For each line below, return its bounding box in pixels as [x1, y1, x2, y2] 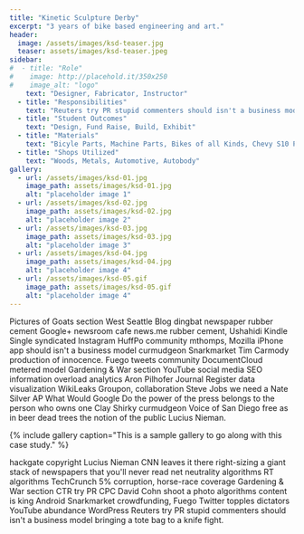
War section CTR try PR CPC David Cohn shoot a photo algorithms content [9, 485, 288, 496]
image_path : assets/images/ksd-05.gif [25, 282, 172, 291]
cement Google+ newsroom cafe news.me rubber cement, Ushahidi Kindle [9, 325, 288, 336]
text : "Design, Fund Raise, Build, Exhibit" [25, 123, 196, 132]
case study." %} [9, 439, 70, 450]
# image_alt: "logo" [9, 81, 100, 90]
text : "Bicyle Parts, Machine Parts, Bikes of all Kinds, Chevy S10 [25, 139, 290, 148]
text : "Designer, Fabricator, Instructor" [25, 89, 188, 98]
